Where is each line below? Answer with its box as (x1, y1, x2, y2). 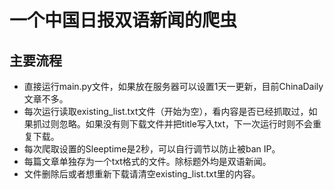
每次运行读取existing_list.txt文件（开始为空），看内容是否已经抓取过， (23, 106, 309, 117)
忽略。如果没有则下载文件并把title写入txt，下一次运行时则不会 (58, 118, 313, 130)
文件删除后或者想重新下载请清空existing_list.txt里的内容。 (23, 168, 261, 180)
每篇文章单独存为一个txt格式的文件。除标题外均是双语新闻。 (23, 156, 272, 167)
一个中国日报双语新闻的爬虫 (9, 9, 238, 32)
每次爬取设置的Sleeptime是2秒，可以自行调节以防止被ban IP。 (23, 143, 281, 155)
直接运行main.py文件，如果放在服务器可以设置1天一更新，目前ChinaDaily (23, 81, 324, 92)
